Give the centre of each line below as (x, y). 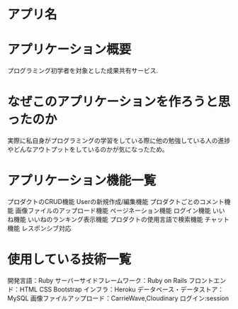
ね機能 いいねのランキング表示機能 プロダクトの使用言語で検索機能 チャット (119, 219)
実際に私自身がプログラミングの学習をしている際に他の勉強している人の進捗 (119, 141)
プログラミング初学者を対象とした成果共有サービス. (83, 71)
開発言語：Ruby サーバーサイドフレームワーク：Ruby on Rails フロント (110, 280)
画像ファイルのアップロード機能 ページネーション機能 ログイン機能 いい (120, 210)
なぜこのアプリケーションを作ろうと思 (119, 102)
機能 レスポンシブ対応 (39, 228)
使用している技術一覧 (69, 260)
